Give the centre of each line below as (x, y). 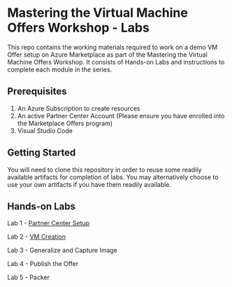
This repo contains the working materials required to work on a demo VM (113, 47)
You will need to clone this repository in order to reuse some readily (104, 169)
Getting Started (42, 153)
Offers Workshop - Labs (79, 28)
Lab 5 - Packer (29, 277)
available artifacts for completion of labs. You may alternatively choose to (113, 177)
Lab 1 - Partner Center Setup (48, 223)
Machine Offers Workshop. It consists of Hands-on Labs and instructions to (116, 62)
